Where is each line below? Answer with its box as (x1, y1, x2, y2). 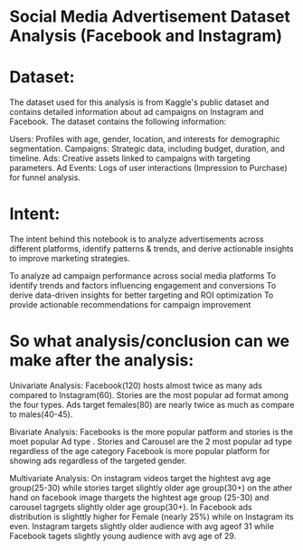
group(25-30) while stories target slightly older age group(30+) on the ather (9, 482, 293, 493)
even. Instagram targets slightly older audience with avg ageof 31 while (9, 521, 274, 531)
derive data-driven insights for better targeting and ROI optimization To (9, 289, 274, 300)
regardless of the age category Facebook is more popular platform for (9, 446, 270, 456)
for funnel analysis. (9, 172, 81, 183)
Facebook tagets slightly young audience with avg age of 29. (9, 531, 237, 541)
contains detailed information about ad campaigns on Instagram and (9, 107, 264, 118)
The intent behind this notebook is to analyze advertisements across (9, 233, 264, 245)
